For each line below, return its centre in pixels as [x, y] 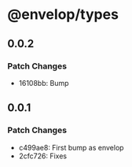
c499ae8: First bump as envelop [71, 147]
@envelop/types [63, 15]
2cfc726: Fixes [43, 156]
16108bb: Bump [44, 83]
